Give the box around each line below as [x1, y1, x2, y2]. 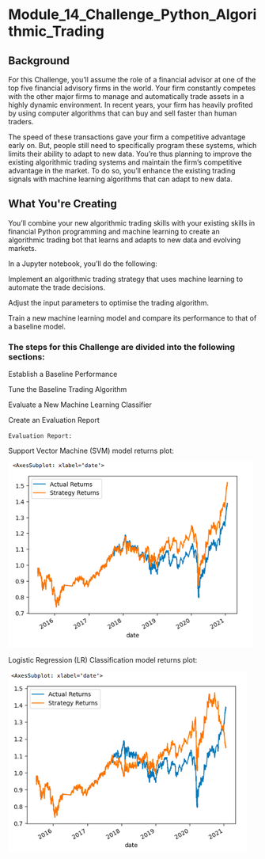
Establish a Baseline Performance [8, 370, 118, 379]
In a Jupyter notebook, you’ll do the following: [8, 259, 158, 268]
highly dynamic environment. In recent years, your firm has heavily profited [8, 101, 253, 109]
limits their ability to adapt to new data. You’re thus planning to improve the [8, 149, 252, 158]
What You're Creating [8, 197, 117, 211]
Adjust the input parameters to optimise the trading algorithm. [8, 298, 210, 307]
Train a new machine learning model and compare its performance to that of [8, 313, 257, 322]
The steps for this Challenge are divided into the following [8, 341, 236, 352]
